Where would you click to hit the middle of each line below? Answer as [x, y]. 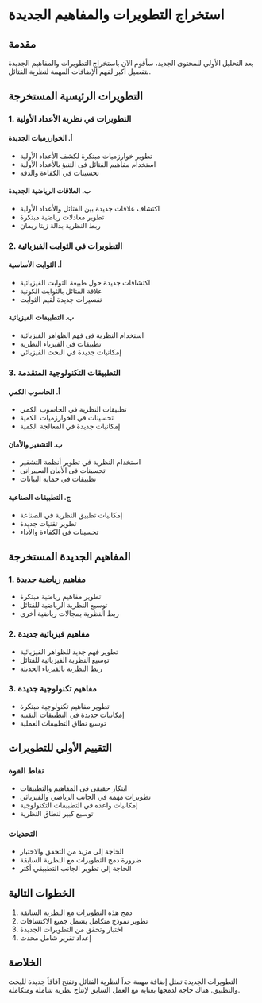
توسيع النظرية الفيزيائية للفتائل [64, 660]
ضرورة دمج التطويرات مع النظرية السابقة [80, 859]
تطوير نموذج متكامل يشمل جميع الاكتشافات [84, 920]
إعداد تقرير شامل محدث [55, 937]
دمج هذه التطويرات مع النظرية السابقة [76, 912]
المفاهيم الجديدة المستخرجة [69, 557]
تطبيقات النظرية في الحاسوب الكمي [73, 409]
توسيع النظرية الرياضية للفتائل [64, 605]
